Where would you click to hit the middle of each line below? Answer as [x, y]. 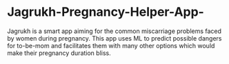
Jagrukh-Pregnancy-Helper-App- [106, 12]
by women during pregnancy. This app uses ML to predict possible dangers [114, 38]
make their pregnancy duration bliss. [59, 53]
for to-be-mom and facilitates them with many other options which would [111, 45]
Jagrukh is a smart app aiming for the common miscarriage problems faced [114, 31]
